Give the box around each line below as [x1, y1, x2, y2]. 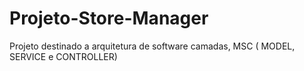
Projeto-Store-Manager [9, 7, 209, 30]
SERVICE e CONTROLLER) [9, 50, 118, 62]
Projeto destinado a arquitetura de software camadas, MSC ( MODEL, [9, 40, 296, 52]
